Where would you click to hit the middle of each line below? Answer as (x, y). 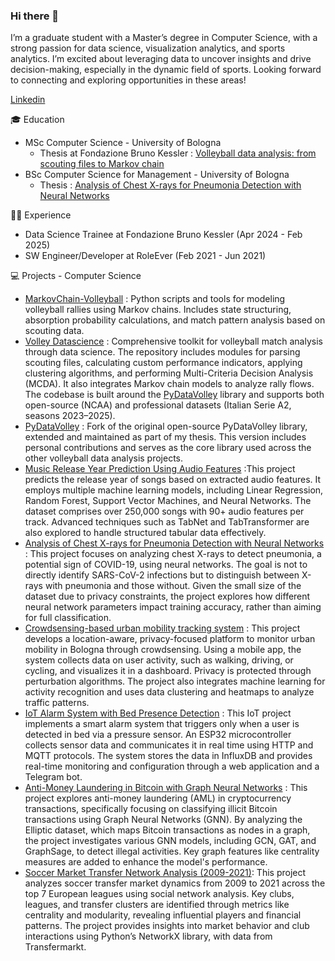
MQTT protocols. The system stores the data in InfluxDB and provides (168, 756)
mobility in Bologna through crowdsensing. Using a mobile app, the (163, 650)
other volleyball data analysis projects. (104, 458)
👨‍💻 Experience (41, 215)
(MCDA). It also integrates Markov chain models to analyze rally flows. (169, 384)
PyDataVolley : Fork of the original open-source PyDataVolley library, (166, 426)
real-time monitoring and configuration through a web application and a (172, 766)
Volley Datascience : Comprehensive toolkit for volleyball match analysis (173, 341)
